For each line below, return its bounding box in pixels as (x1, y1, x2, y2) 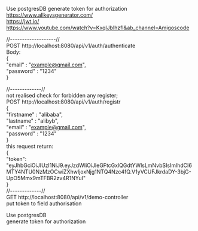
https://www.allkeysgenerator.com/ (6, 11, 93, 19)
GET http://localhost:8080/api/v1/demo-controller (6, 194, 129, 200)
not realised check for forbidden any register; (6, 92, 118, 99)
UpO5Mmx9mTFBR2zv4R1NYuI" (6, 175, 86, 181)
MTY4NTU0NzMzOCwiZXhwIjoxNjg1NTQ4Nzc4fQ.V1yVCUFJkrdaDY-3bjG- (6, 168, 191, 175)
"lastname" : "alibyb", (6, 117, 59, 124)
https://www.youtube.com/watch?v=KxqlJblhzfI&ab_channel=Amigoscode (6, 24, 190, 31)
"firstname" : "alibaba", (6, 111, 63, 118)
